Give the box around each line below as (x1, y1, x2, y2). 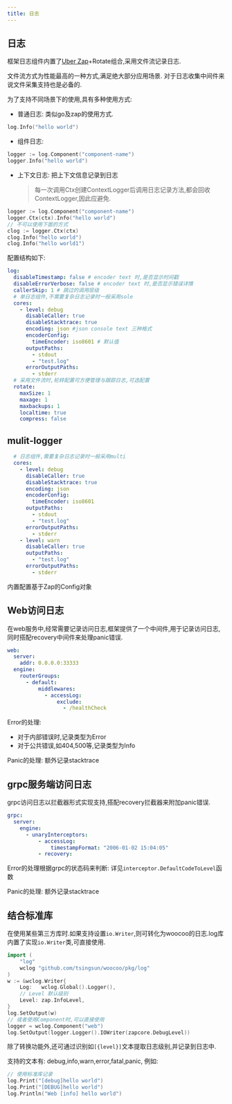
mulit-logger (7, 434, 62, 447)
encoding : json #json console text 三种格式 (25, 326, 152, 332)
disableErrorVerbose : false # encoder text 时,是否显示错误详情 (13, 281, 194, 287)
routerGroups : (19, 673, 60, 679)
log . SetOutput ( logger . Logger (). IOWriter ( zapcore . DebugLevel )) (7, 1029, 190, 1036)
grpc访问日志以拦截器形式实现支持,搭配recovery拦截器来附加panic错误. (7, 798, 211, 807)
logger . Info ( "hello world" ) (7, 157, 89, 165)
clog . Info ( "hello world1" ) (7, 240, 85, 247)
